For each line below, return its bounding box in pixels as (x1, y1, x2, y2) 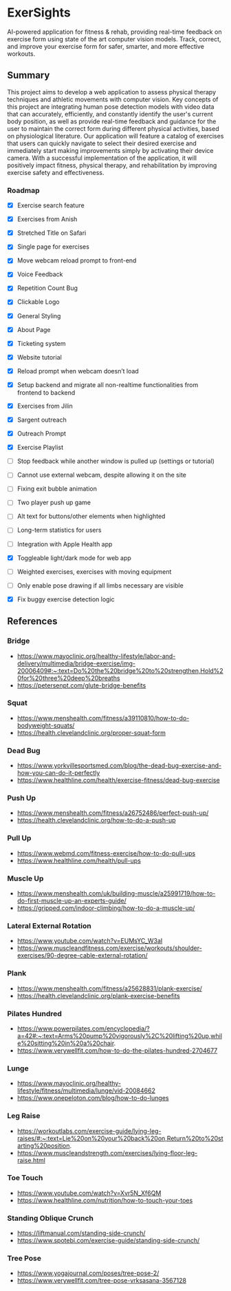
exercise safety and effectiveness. (7, 168, 104, 176)
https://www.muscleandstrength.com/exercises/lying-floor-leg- (16, 1148, 198, 1157)
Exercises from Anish (16, 215, 78, 223)
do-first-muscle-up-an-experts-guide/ (16, 897, 126, 905)
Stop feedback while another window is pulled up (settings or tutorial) (16, 457, 215, 466)
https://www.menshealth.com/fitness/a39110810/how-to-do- (16, 714, 190, 722)
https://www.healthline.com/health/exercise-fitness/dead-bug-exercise (16, 776, 220, 785)
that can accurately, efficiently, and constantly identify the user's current (7, 110, 213, 118)
